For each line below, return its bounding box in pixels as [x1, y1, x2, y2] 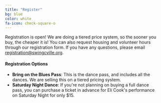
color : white [5, 16, 32, 21]
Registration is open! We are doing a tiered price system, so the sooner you [5, 34, 157, 40]
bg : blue [5, 12, 23, 17]
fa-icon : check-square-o [5, 21, 56, 26]
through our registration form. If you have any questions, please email [5, 44, 145, 50]
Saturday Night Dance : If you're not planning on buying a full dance [12, 82, 149, 88]
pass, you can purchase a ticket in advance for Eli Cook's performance [12, 87, 155, 93]
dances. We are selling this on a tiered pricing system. [12, 77, 121, 83]
